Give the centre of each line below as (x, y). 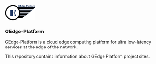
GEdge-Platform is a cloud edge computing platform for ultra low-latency (78, 42)
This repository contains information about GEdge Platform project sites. (78, 56)
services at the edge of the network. (42, 47)
